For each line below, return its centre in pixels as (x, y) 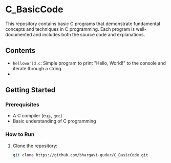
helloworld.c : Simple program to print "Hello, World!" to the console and (89, 63)
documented (19, 34)
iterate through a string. (38, 68)
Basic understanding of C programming (54, 121)
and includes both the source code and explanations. (89, 34)
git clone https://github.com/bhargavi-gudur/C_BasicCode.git (80, 155)
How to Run (20, 134)
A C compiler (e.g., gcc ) (37, 116)
